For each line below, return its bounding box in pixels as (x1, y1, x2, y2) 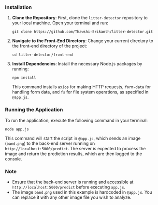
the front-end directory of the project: (12, 43, 87, 49)
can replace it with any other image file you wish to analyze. (12, 194, 131, 200)
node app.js (5, 126, 29, 132)
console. (5, 156, 23, 161)
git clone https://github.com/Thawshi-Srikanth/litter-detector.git (12, 30, 153, 34)
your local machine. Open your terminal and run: (12, 20, 109, 26)
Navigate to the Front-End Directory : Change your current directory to (12, 38, 154, 44)
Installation (5, 4, 32, 11)
